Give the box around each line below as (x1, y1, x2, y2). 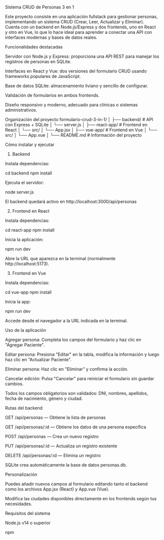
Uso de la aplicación (5, 327, 47, 333)
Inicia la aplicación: (5, 237, 44, 242)
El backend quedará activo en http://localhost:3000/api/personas (5, 198, 137, 204)
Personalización (5, 471, 38, 477)
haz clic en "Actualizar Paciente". (5, 357, 72, 362)
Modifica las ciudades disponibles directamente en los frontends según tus (5, 496, 157, 501)
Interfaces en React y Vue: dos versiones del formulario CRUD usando (5, 68, 147, 74)
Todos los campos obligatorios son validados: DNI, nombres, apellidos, (5, 391, 148, 396)
